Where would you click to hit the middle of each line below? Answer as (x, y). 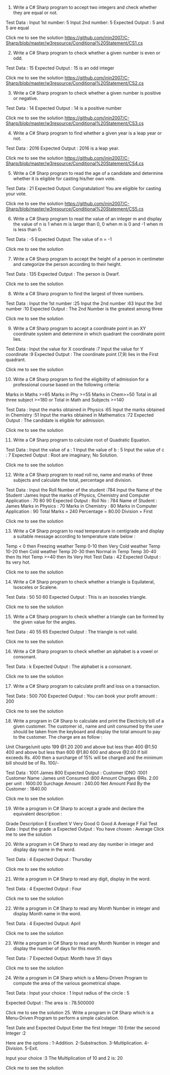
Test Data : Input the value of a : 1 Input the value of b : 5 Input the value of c (85, 450)
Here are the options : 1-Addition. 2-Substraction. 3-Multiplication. (74, 1043)
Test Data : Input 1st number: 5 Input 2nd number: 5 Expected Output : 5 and (85, 23)
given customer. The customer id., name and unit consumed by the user (88, 726)
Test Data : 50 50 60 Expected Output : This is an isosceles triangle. (76, 597)
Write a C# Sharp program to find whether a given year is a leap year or (87, 133)
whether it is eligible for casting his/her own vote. (64, 178)
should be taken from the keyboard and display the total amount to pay (87, 732)
